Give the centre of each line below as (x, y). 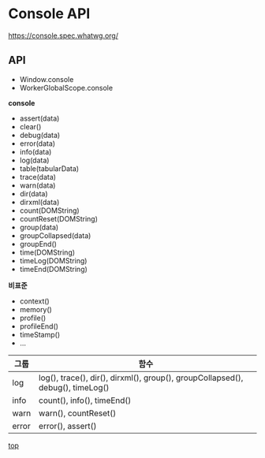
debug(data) (40, 135)
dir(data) (34, 193)
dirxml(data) (39, 202)
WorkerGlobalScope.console (66, 88)
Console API (49, 14)
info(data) (35, 151)
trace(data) (38, 177)
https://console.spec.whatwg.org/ (63, 35)
